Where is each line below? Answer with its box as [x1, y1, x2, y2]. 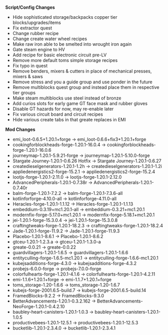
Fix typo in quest [12, 63, 48, 69]
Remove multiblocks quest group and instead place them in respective [12, 84, 159, 90]
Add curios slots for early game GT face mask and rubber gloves [12, 100, 148, 106]
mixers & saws [12, 74, 43, 79]
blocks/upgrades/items [12, 20, 61, 25]
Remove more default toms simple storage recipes [12, 57, 118, 63]
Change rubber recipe [12, 30, 59, 36]
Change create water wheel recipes [12, 36, 88, 42]
